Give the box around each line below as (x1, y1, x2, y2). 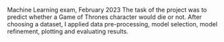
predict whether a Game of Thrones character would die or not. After (7, 13, 202, 21)
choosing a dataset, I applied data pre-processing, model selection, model (7, 20, 218, 28)
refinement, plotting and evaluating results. (7, 27, 128, 35)
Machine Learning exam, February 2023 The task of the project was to (7, 6, 208, 14)
